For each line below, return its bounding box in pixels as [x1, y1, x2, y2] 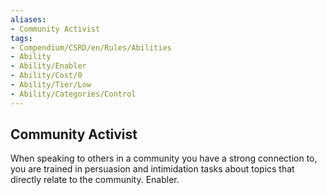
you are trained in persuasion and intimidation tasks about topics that [10, 163, 295, 175]
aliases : [10, 14, 47, 25]
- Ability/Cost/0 [10, 71, 83, 81]
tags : [10, 33, 33, 43]
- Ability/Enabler [10, 61, 87, 71]
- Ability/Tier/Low [10, 80, 92, 90]
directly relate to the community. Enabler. [10, 174, 180, 186]
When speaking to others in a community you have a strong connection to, [10, 152, 318, 165]
